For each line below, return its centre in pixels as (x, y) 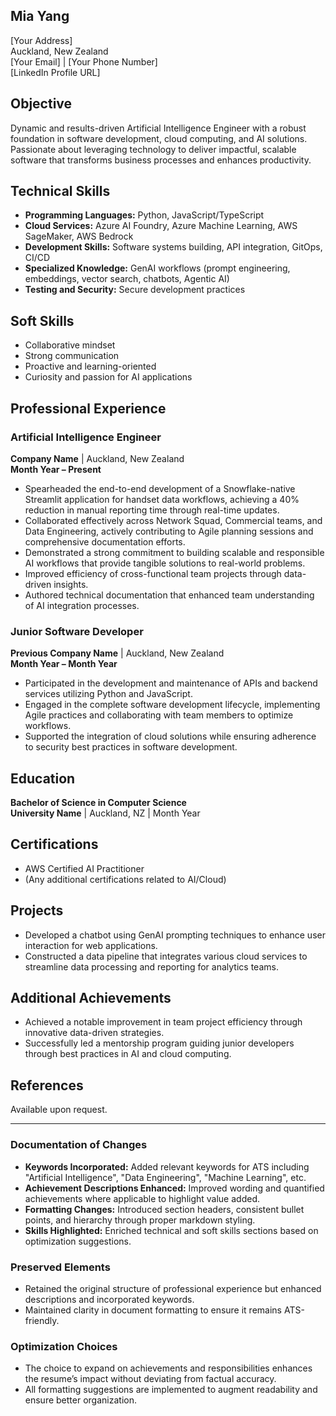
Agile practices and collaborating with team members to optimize (159, 715)
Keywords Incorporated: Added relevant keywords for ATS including (167, 1166)
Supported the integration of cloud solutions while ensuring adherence (170, 736)
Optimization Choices (64, 1346)
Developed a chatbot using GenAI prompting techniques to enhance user (175, 935)
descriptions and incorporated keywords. (109, 1299)
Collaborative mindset (70, 345)
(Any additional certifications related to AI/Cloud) (125, 879)
